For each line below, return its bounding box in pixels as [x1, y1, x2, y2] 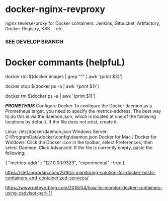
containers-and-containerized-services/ [5, 175, 89, 181]
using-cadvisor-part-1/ [5, 190, 52, 196]
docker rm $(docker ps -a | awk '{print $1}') [5, 93, 96, 99]
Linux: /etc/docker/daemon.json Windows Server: [5, 128, 108, 135]
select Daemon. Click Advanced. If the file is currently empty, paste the [5, 145, 153, 151]
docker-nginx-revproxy [5, 4, 106, 15]
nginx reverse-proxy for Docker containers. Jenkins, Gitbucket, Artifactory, [5, 20, 160, 26]
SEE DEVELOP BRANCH [5, 38, 64, 45]
